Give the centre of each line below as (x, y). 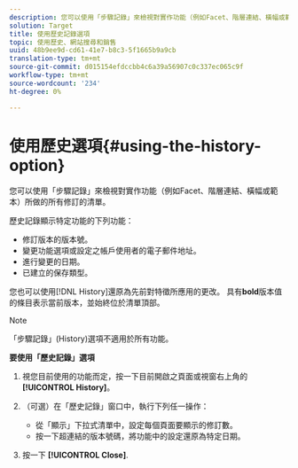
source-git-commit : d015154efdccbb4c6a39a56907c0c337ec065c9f (126, 67)
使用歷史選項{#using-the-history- (135, 146)
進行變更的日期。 (53, 261)
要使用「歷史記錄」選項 (52, 358)
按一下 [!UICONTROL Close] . (75, 455)
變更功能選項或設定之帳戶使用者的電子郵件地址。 (111, 251)
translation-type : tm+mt (55, 58)
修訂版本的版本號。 (57, 239)
